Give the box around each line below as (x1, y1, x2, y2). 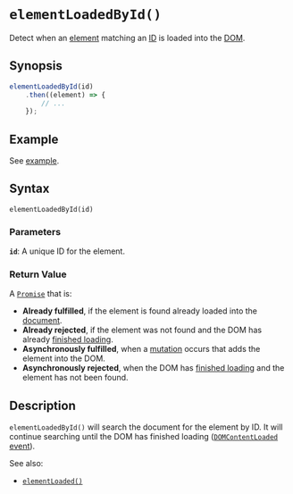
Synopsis (9, 58, 63, 73)
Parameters (9, 225, 61, 238)
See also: (9, 458, 44, 469)
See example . (9, 155, 60, 166)
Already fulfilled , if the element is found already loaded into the (21, 306, 257, 316)
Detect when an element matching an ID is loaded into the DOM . (9, 32, 246, 43)
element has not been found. (21, 373, 129, 383)
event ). (9, 440, 36, 452)
